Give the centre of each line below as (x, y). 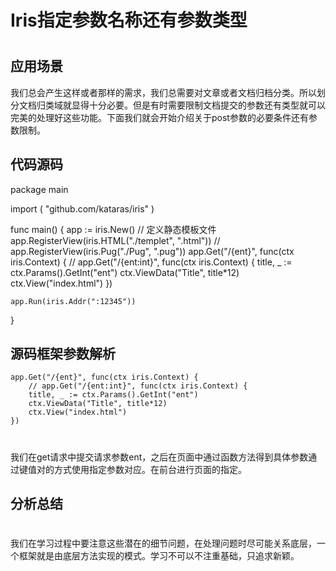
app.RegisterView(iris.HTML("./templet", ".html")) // (115, 240)
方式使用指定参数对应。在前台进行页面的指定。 (150, 469)
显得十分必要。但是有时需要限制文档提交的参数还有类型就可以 (198, 105)
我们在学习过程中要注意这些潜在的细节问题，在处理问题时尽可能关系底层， (163, 543)
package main (39, 189)
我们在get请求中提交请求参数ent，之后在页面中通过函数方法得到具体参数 (159, 457)
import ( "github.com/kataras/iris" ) (82, 208)
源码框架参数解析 (63, 354)
